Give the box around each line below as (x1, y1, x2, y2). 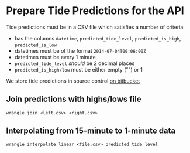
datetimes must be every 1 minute (14, 53, 96, 60)
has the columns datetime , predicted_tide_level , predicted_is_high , (14, 35, 181, 42)
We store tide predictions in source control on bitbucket (6, 77, 140, 84)
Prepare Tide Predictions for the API (6, 4, 184, 18)
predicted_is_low (14, 42, 57, 48)
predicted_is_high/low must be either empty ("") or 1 (14, 66, 143, 73)
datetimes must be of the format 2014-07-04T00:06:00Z (14, 47, 146, 54)
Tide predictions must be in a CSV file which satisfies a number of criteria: (6, 23, 185, 30)
